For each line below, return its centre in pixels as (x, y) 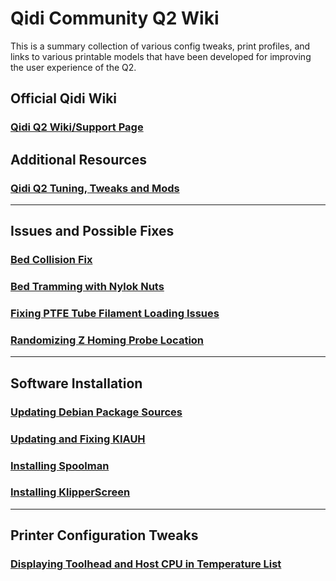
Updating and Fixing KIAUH (78, 439)
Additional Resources (78, 159)
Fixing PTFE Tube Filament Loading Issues (115, 314)
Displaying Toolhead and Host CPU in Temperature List (146, 564)
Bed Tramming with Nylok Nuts (87, 287)
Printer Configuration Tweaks (104, 535)
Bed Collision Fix (51, 260)
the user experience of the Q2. (73, 67)
